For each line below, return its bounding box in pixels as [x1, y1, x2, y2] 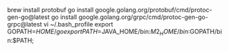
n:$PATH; [7, 36, 35, 44]
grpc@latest [7, 20, 42, 28]
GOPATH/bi [190, 27, 223, 35]
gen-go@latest [7, 13, 50, 21]
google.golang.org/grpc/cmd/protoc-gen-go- [78, 13, 209, 21]
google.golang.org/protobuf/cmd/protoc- [95, 6, 212, 14]
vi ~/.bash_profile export [43, 20, 113, 28]
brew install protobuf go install [7, 6, 94, 14]
